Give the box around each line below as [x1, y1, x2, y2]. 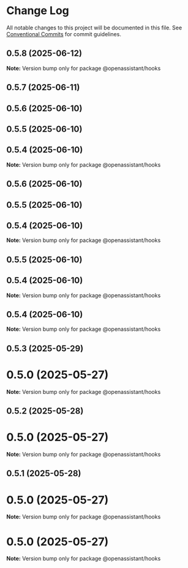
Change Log [6, 4, 69, 18]
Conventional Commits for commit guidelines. [6, 30, 121, 37]
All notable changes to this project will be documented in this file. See [6, 24, 182, 31]
